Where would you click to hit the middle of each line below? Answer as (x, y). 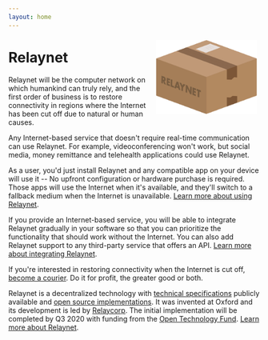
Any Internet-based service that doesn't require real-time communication (129, 138)
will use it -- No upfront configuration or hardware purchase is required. (127, 178)
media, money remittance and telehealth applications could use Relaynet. (129, 154)
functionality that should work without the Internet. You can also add (121, 237)
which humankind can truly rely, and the (74, 88)
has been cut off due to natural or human (76, 114)
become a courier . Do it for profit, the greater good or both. (106, 278)
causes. (21, 122)
